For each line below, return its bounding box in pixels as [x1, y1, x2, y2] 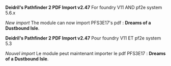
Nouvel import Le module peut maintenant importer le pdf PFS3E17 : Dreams [5, 51, 166, 56]
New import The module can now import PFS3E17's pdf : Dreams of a [5, 20, 151, 26]
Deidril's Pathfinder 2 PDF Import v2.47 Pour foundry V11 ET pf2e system [5, 35, 161, 41]
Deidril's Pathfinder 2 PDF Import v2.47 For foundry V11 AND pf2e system [5, 5, 162, 10]
